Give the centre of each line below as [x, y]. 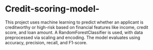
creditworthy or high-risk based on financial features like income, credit [77, 27]
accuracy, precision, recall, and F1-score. [46, 42]
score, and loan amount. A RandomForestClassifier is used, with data [74, 32]
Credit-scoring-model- [52, 9]
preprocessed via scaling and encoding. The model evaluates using [73, 37]
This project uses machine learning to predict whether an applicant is [74, 22]
